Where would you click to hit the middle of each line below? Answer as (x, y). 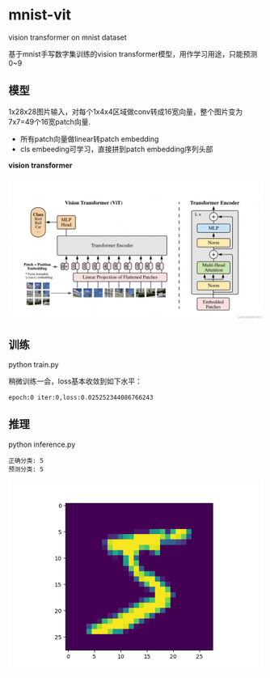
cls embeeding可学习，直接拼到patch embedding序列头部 (116, 149)
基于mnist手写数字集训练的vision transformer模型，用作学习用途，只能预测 (133, 53)
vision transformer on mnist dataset (67, 37)
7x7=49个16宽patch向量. (50, 121)
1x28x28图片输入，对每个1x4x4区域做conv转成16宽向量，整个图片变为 (126, 112)
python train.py (34, 365)
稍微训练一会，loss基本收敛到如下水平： (76, 381)
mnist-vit (40, 15)
